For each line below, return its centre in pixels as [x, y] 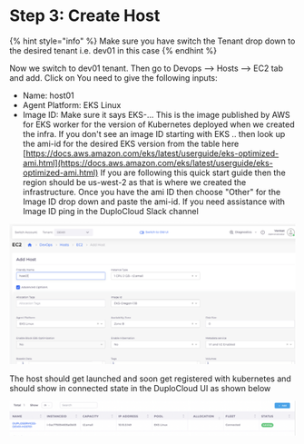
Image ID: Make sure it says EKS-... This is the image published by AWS [156, 114]
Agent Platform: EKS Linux [72, 104]
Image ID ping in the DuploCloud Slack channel [111, 211]
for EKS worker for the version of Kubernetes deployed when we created [158, 124]
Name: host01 [48, 95]
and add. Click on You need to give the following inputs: [113, 77]
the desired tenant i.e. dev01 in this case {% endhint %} [113, 50]
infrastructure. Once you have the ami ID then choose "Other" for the [152, 192]
